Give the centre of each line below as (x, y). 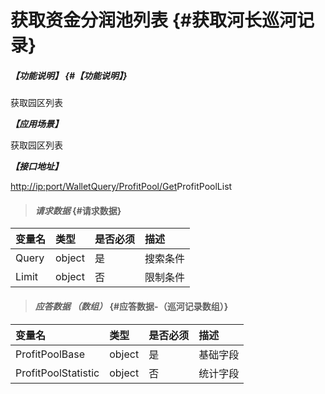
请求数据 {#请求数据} (78, 210)
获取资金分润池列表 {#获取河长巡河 (153, 20)
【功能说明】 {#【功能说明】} (69, 75)
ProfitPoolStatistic (57, 373)
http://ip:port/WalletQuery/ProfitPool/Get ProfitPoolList (121, 187)
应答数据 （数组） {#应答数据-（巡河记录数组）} (131, 306)
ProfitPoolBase (50, 354)
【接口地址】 (36, 167)
